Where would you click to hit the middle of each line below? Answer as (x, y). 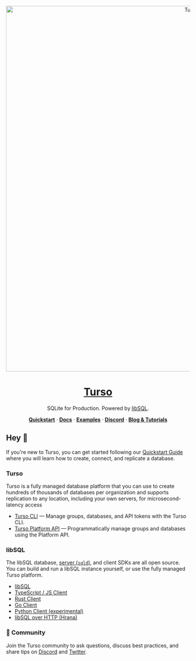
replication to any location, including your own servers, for (76, 499)
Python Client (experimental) (49, 611)
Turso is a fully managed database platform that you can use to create (90, 486)
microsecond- (164, 499)
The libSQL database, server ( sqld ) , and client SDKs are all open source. (93, 563)
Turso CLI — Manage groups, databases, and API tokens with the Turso (100, 516)
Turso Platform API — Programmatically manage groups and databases (100, 529)
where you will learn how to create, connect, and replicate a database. (90, 458)
